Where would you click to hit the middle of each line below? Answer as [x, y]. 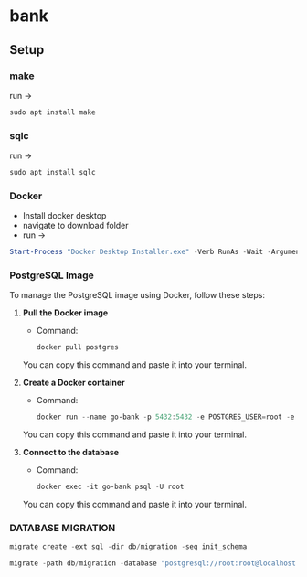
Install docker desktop [64, 216]
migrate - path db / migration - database [83, 563]
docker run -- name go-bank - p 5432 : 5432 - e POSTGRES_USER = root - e [165, 417]
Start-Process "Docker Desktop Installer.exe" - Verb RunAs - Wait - [141, 252]
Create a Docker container [74, 383]
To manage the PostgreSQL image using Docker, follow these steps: [138, 295]
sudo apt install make [53, 112]
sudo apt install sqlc [53, 173]
